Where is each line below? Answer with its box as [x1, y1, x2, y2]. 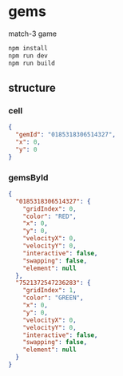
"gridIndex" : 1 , [22, 287, 77, 295]
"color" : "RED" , [22, 212, 77, 220]
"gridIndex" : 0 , [22, 204, 77, 213]
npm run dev [8, 51, 48, 60]
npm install [8, 44, 48, 52]
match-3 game [8, 29, 58, 38]
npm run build [8, 59, 56, 67]
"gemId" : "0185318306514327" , [15, 131, 116, 139]
